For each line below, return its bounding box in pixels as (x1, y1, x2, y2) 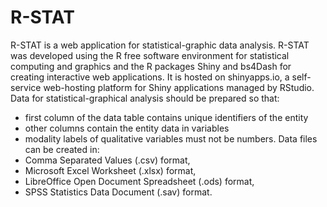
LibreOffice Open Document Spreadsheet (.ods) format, (24, 175, 255, 187)
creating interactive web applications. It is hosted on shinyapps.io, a (10, 71, 290, 83)
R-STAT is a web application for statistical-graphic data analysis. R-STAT (10, 39, 310, 51)
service (10, 81, 42, 93)
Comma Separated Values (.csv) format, (24, 154, 191, 166)
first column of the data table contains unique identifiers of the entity (24, 111, 309, 123)
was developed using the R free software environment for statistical (10, 49, 290, 61)
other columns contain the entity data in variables (24, 122, 230, 134)
